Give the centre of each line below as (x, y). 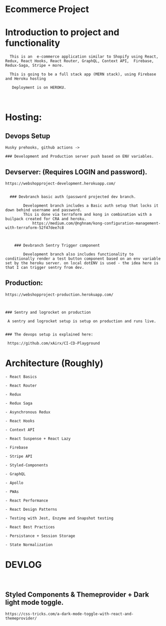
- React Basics (21, 377)
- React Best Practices (30, 527)
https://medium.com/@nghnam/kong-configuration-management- (96, 223)
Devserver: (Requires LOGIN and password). (76, 172)
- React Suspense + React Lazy (38, 439)
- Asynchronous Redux (28, 412)
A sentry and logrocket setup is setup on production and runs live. (82, 321)
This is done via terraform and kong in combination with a (88, 214)
